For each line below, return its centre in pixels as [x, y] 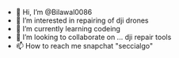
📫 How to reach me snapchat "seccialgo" [84, 46]
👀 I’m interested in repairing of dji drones [82, 20]
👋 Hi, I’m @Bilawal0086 [54, 12]
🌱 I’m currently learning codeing [68, 29]
